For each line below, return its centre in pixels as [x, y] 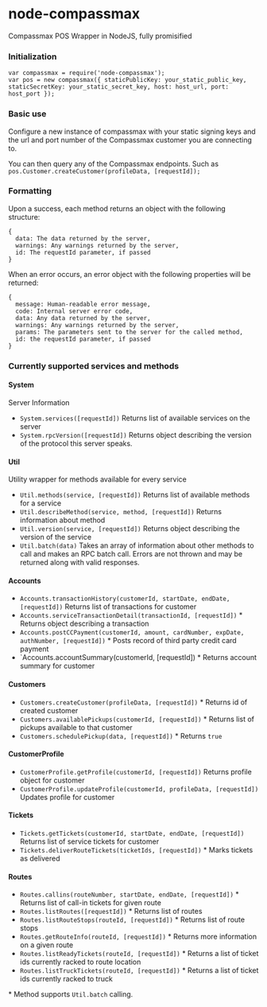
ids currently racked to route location [80, 962]
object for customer [52, 780]
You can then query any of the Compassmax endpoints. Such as [114, 163]
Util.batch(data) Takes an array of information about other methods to [137, 545]
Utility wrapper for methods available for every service [97, 479]
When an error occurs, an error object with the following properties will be [130, 274]
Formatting [30, 191]
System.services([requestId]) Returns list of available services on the [135, 418]
